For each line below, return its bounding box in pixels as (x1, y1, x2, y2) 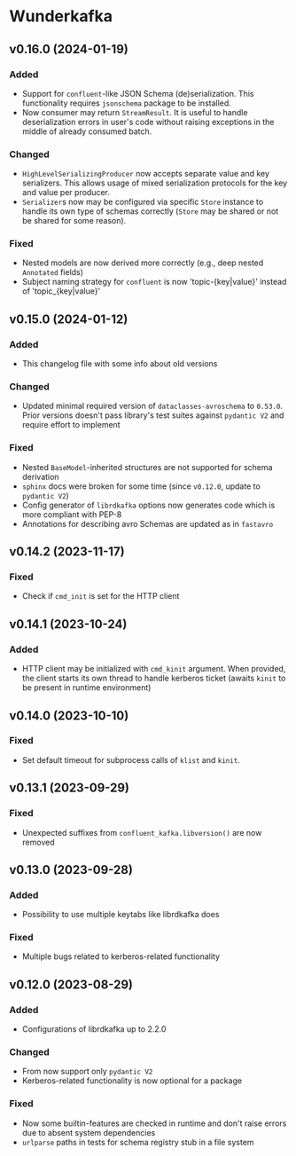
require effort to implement (21, 420, 121, 430)
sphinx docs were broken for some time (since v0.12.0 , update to (21, 481, 261, 491)
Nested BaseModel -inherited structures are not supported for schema (21, 461, 273, 472)
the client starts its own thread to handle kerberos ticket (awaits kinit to (21, 672, 286, 684)
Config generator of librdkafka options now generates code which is (21, 499, 276, 510)
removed (21, 837, 55, 847)
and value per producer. (21, 187, 111, 198)
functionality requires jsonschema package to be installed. (21, 98, 232, 108)
